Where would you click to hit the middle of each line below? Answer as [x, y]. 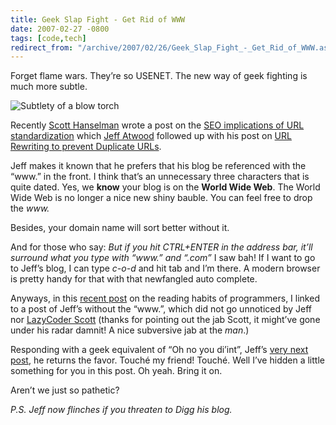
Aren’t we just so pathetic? [65, 390]
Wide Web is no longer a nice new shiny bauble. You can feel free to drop [161, 198]
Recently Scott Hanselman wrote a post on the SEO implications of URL [157, 125]
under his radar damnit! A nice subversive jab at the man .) [130, 330]
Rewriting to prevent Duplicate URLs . [86, 147]
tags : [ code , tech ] [48, 38]
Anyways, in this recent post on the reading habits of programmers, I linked [165, 298]
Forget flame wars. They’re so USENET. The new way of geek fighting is [159, 76]
